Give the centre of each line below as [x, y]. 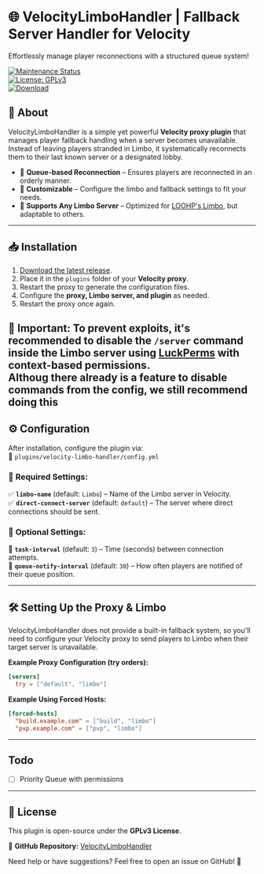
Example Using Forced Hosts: [57, 699]
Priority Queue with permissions [71, 779]
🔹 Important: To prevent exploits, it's [99, 328]
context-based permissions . [79, 365]
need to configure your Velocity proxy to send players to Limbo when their [128, 639]
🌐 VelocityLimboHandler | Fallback [124, 17]
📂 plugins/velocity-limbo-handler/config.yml [84, 456]
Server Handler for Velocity [99, 34]
